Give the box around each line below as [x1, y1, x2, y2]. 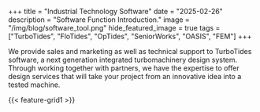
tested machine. [8, 80, 61, 89]
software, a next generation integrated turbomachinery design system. [8, 55, 238, 64]
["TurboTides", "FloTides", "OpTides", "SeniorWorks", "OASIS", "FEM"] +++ [8, 31, 252, 41]
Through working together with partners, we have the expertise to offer [8, 63, 240, 73]
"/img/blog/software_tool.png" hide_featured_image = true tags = [8, 23, 221, 32]
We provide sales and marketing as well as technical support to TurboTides [8, 47, 252, 56]
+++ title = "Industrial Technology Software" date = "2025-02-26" [8, 7, 223, 16]
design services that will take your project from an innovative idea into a [8, 72, 242, 81]
